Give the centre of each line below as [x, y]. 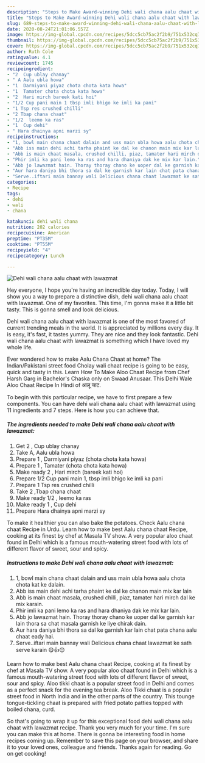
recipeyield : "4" [29, 250]
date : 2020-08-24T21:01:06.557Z [48, 29]
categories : [22, 183]
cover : [15, 46]
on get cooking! [26, 754]
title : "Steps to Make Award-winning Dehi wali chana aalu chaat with [98, 18]
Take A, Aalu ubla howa [45, 453]
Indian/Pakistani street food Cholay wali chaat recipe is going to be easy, [98, 366]
